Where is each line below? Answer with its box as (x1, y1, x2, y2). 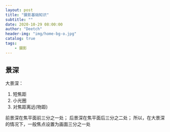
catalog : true (5, 36, 36, 41)
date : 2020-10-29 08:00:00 (5, 21, 63, 27)
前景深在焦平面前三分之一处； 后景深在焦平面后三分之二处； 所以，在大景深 (5, 115, 165, 121)
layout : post (5, 7, 33, 13)
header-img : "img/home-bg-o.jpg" (5, 31, 77, 36)
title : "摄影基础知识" (5, 12, 49, 17)
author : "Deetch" (5, 27, 42, 32)
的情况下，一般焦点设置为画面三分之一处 (5, 121, 91, 127)
